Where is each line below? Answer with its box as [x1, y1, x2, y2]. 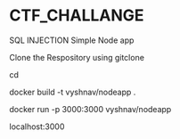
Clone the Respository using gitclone [9, 52, 145, 62]
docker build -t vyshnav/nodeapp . [9, 86, 136, 97]
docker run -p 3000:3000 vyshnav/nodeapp [9, 103, 172, 114]
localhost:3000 [9, 121, 65, 132]
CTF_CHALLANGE [9, 5, 144, 26]
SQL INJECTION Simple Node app [9, 35, 135, 45]
